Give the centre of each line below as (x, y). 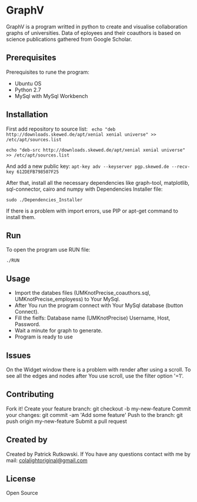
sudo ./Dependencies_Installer (44, 200)
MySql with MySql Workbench (51, 96)
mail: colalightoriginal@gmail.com (47, 460)
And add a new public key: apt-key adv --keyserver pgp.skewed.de (88, 166)
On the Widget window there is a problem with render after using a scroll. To (98, 369)
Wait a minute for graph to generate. (59, 331)
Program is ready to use (44, 337)
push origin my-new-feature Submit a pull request (67, 421)
